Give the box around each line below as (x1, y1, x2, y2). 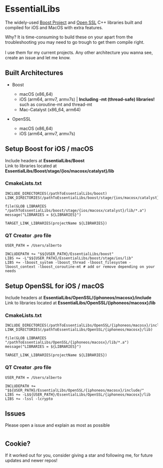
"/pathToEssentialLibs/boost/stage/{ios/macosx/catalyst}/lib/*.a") (5, 208, 147, 213)
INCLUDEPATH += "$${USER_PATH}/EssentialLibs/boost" (5, 252, 114, 257)
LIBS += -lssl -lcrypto (5, 396, 53, 401)
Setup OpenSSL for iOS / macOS (5, 282, 104, 290)
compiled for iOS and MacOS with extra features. (5, 24, 103, 30)
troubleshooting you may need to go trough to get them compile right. (5, 39, 145, 45)
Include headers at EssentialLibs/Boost (5, 157, 85, 163)
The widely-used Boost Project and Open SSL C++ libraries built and (5, 19, 142, 25)
